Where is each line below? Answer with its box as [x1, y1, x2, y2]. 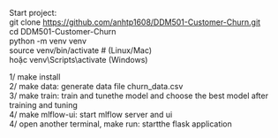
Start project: [9, 8, 57, 18]
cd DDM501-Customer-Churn [9, 27, 116, 36]
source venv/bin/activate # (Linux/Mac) [9, 45, 153, 56]
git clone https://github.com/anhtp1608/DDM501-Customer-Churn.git [9, 17, 261, 27]
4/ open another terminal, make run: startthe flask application [9, 119, 232, 129]
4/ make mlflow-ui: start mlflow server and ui [9, 110, 173, 119]
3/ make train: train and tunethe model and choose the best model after [9, 90, 269, 101]
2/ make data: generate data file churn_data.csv [9, 81, 184, 91]
